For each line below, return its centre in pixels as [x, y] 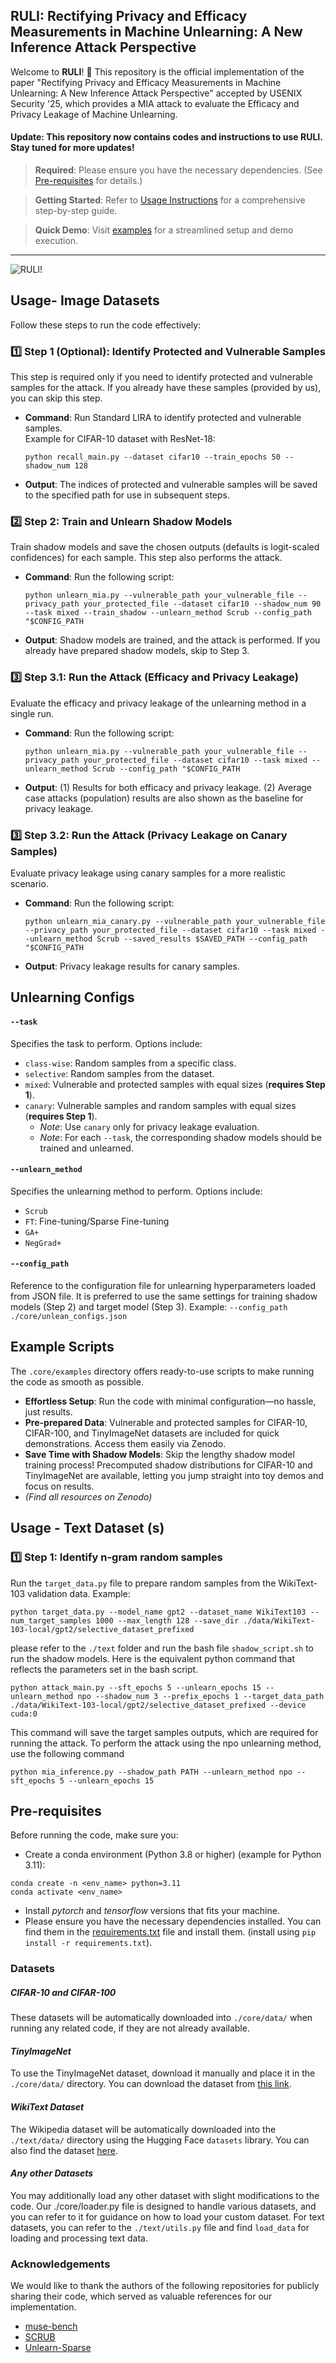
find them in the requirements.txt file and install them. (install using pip [170, 1932]
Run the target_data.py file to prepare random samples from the [143, 1583]
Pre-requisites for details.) [88, 181]
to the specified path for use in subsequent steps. [127, 495]
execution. [56, 241]
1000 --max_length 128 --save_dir [167, 1620]
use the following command [67, 1753]
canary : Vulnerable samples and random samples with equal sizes [160, 1105]
